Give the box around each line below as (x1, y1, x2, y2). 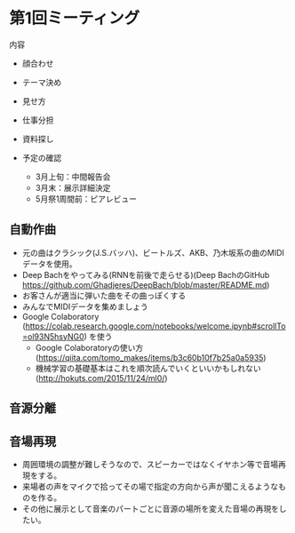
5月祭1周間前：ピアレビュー (35, 193, 138, 204)
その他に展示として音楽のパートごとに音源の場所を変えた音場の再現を (21, 503, 280, 513)
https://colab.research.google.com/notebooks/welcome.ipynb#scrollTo (25, 321, 286, 331)
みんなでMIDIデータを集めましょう (21, 301, 149, 312)
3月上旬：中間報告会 (35, 171, 111, 182)
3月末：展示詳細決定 (35, 182, 111, 193)
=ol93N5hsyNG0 (21, 330, 84, 342)
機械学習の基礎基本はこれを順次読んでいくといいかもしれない (35, 362, 261, 373)
